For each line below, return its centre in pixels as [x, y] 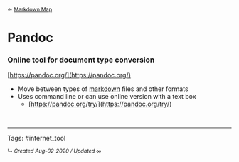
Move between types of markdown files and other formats [103, 89]
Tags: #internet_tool [37, 139]
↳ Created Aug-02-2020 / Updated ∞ [54, 151]
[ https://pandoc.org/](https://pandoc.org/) [69, 75]
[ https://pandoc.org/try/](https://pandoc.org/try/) [100, 104]
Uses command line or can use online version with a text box [107, 97]
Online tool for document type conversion [81, 60]
